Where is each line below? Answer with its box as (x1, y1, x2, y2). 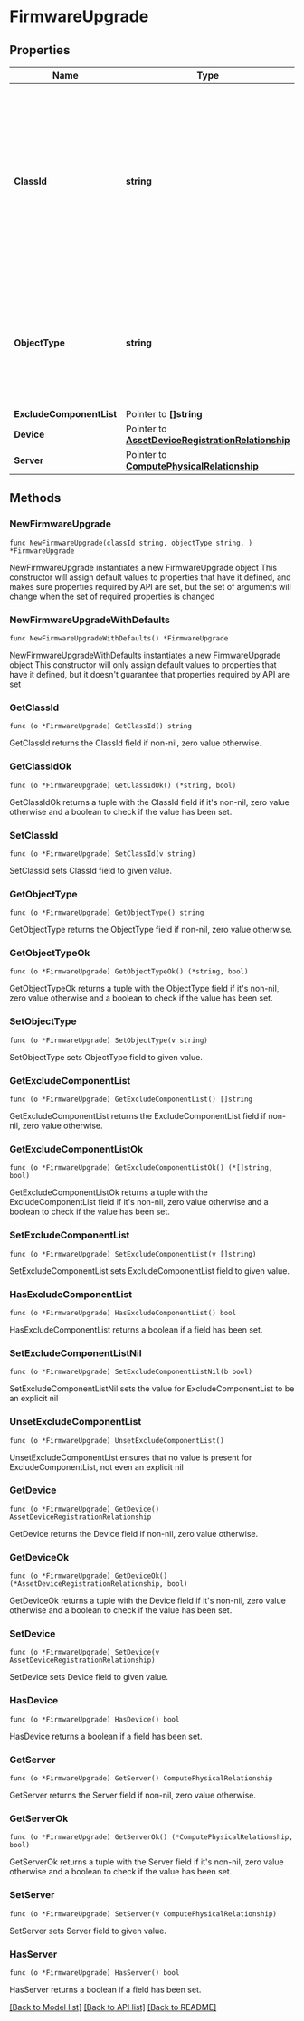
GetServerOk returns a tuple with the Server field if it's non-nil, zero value (9, 1856, 284, 1867)
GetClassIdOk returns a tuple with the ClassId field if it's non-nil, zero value (9, 796, 290, 807)
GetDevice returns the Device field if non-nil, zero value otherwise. (9, 1528, 259, 1539)
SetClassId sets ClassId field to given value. (9, 865, 172, 876)
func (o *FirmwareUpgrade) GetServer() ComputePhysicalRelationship (9, 1774, 273, 1783)
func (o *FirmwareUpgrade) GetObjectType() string (9, 908, 204, 917)
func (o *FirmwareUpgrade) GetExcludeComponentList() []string (9, 1095, 253, 1105)
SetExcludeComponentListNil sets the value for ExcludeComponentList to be (9, 1383, 295, 1394)
